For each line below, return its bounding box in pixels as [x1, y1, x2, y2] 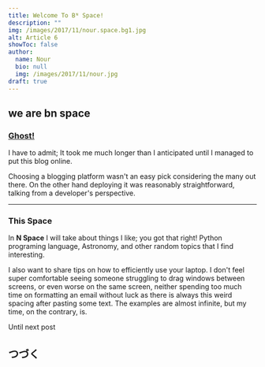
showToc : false [8, 41, 58, 49]
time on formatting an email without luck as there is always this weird [8, 291, 233, 300]
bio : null [15, 63, 47, 71]
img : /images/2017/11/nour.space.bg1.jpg [8, 26, 147, 34]
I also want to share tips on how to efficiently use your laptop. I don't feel [8, 265, 244, 275]
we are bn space [8, 106, 91, 120]
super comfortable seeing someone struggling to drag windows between [8, 273, 245, 284]
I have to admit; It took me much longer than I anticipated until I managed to [8, 148, 254, 158]
